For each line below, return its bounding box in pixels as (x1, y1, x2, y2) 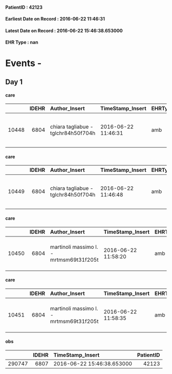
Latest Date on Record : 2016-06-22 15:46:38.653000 (5, 27, 123, 33)
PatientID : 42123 (5, 4, 42, 10)
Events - (5, 57, 42, 69)
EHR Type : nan (5, 39, 38, 46)
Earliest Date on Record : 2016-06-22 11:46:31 (5, 16, 105, 22)
